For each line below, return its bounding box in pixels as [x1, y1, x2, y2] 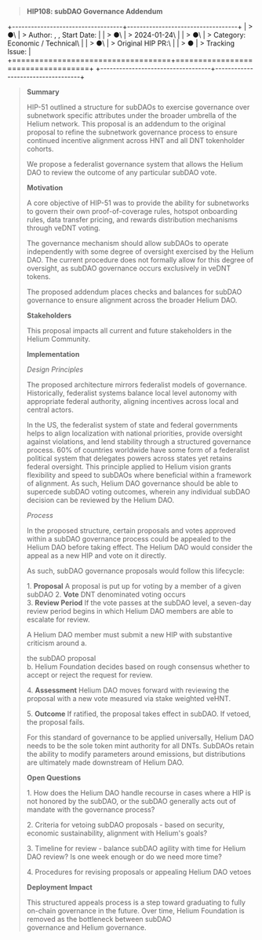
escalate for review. [26, 615, 91, 624]
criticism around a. [26, 638, 87, 648]
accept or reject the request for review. [26, 670, 153, 679]
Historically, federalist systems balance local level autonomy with [26, 388, 237, 398]
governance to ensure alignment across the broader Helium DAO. [26, 296, 238, 305]
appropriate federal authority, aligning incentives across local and [26, 397, 239, 406]
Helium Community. [26, 334, 91, 343]
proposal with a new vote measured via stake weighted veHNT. [26, 694, 231, 703]
